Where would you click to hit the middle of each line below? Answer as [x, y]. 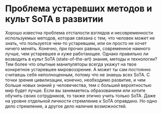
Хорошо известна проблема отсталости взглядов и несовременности [79, 33]
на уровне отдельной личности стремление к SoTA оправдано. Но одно [81, 101]
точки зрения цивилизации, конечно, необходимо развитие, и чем [75, 80]
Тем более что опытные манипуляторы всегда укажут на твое [71, 64]
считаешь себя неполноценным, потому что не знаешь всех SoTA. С [78, 75]
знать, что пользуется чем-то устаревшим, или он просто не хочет [76, 43]
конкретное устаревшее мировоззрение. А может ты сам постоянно [78, 69]
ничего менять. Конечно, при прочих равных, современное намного [78, 48]
